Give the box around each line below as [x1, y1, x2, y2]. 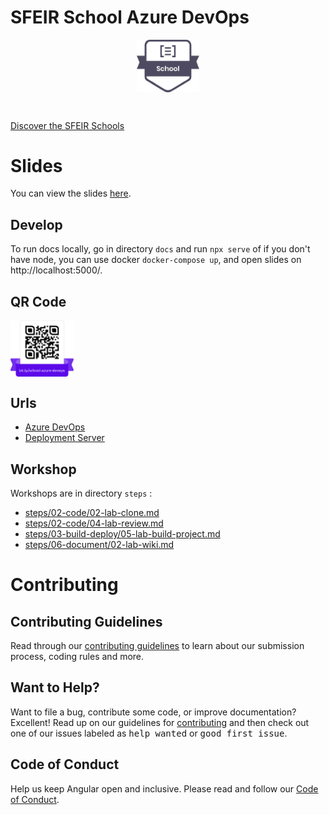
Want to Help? [10, 679, 100, 696]
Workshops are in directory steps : [10, 487, 153, 499]
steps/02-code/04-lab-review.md [24, 517, 164, 529]
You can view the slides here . [10, 187, 132, 200]
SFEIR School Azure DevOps [10, 6, 250, 29]
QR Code [10, 293, 67, 310]
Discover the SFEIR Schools [10, 119, 125, 131]
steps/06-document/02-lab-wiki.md [24, 538, 175, 550]
